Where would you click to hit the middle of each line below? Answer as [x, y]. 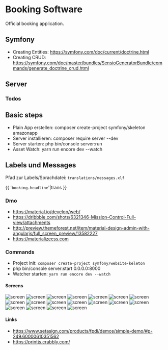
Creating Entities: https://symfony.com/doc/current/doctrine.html [81, 52]
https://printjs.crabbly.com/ [41, 342]
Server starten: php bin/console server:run [58, 143]
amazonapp [25, 133]
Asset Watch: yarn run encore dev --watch [58, 149]
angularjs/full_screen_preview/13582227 [55, 233]
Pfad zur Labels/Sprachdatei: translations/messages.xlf [65, 178]
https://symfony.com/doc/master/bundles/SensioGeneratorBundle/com [88, 63]
